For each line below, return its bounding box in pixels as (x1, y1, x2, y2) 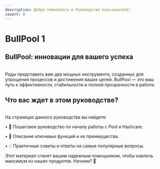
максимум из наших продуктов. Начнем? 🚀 (5, 158, 96, 164)
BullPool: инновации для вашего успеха (5, 53, 133, 61)
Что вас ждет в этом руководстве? (5, 96, 119, 104)
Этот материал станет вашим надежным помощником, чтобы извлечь (5, 153, 154, 159)
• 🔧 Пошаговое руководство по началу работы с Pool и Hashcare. (5, 124, 144, 130)
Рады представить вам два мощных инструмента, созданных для (5, 71, 144, 77)
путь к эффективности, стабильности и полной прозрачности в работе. (5, 82, 156, 87)
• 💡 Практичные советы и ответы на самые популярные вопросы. (5, 143, 144, 149)
